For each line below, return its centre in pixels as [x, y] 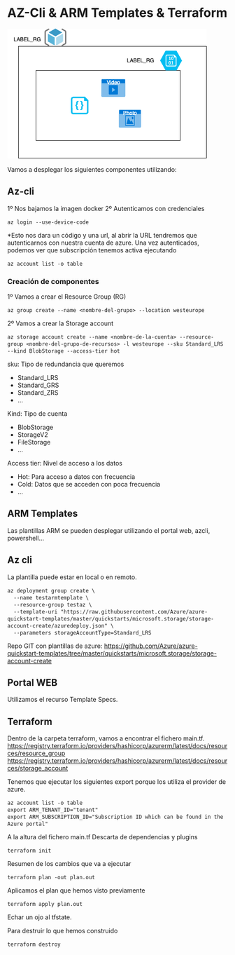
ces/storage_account [38, 768]
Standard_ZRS [38, 393]
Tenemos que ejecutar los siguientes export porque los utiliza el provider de [116, 782]
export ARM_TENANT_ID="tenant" [53, 810]
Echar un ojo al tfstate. [40, 917]
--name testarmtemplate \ [51, 597]
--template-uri [36, 611]
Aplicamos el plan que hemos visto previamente [76, 890]
